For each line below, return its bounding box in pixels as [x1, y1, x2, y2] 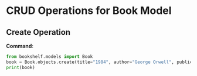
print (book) [6, 64, 35, 70]
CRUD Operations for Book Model [6, 4, 172, 17]
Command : [6, 42, 34, 49]
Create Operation [6, 27, 71, 37]
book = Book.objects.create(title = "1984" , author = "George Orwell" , [6, 59, 175, 65]
